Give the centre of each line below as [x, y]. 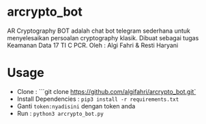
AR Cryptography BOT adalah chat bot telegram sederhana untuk [99, 31]
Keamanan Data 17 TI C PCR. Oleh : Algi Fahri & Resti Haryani [93, 45]
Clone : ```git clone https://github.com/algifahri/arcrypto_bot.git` [106, 91]
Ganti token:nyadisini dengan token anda [76, 106]
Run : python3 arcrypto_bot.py [60, 113]
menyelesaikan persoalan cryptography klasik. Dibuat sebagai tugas [103, 37]
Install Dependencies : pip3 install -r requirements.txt [98, 99]
